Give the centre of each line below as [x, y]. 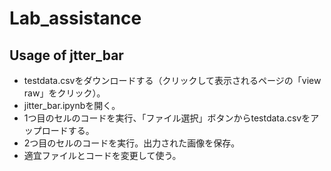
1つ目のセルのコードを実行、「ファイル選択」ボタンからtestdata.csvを [167, 118]
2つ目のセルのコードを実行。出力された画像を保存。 [132, 143]
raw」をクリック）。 [64, 93]
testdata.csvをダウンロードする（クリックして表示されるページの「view [172, 80]
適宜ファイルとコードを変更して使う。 [102, 155]
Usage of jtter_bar [66, 55]
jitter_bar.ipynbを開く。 [72, 105]
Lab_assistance [75, 18]
